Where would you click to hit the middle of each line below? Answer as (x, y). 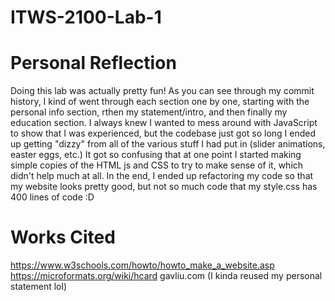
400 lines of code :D (52, 197)
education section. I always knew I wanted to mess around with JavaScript (164, 123)
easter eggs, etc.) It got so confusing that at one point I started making (156, 155)
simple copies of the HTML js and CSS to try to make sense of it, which (157, 165)
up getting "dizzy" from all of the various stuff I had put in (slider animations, (168, 144)
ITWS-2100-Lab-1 (86, 17)
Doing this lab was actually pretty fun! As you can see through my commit (162, 91)
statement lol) (39, 287)
